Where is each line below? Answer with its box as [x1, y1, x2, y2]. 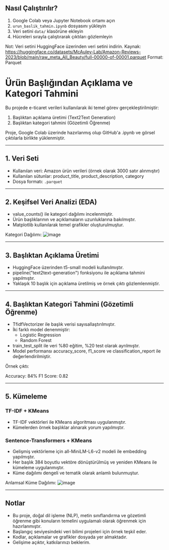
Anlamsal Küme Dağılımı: [5, 479, 57, 485]
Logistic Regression [20, 332, 61, 338]
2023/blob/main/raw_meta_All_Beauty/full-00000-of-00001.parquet [5, 54, 147, 60]
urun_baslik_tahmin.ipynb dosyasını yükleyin [12, 23, 107, 29]
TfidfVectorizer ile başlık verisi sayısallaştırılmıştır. [12, 321, 116, 327]
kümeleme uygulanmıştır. [12, 464, 64, 470]
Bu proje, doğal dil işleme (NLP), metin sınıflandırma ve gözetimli [12, 512, 146, 518]
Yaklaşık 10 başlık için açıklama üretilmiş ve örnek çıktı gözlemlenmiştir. [12, 280, 160, 287]
